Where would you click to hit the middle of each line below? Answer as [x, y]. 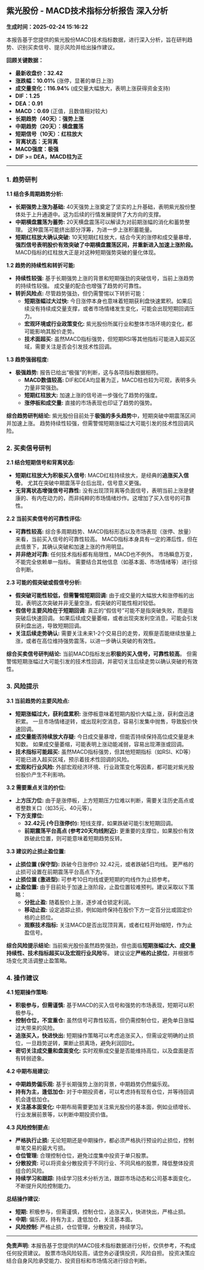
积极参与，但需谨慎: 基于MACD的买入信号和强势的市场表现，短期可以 [102, 1005]
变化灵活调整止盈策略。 [41, 960]
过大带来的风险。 [36, 1028]
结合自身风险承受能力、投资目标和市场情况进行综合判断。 [78, 1261]
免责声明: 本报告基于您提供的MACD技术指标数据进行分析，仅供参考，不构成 [101, 1245]
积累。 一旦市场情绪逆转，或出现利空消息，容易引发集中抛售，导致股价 [104, 721]
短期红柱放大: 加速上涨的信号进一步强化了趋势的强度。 [92, 395]
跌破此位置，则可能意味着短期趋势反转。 [75, 838]
